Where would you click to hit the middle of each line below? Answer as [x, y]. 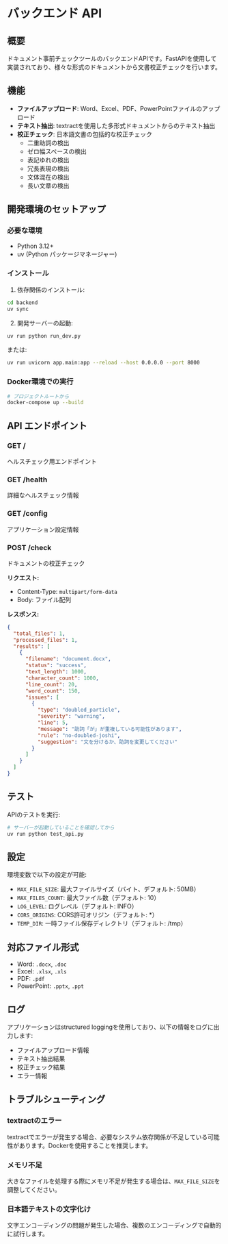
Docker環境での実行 [40, 382]
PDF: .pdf [31, 979]
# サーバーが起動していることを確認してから [61, 828]
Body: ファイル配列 [44, 599]
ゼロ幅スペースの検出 [57, 151]
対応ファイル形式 [43, 947]
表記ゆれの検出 [48, 160]
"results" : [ [32, 646]
